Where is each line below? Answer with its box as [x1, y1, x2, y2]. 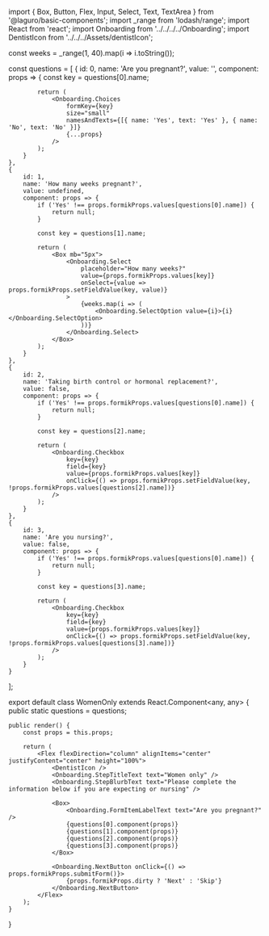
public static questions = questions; [8, 706, 128, 716]
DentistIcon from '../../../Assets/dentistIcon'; [8, 32, 153, 42]
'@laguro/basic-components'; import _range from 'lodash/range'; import [8, 15, 250, 25]
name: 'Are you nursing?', [23, 533, 114, 541]
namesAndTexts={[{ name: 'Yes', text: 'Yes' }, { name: [65, 116, 258, 124]
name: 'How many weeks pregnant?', [23, 180, 143, 188]
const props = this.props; [23, 728, 114, 737]
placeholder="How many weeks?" [80, 265, 186, 273]
